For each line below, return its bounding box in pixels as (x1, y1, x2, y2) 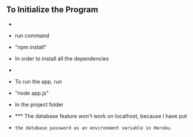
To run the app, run (14, 78, 63, 85)
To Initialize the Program (6, 5, 98, 15)
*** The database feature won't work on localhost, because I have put (14, 112, 188, 119)
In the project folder (14, 101, 64, 108)
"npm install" (14, 43, 47, 50)
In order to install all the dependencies (14, 55, 109, 62)
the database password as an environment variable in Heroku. (14, 125, 173, 131)
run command (14, 32, 49, 39)
